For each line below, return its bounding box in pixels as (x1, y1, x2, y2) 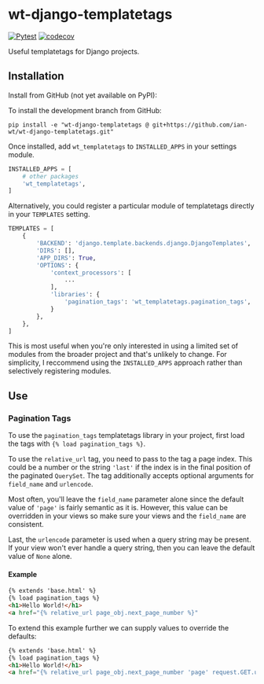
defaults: (8, 631, 37, 641)
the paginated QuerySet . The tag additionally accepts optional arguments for (8, 471, 254, 480)
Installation (8, 69, 64, 83)
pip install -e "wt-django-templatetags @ (8, 120, 149, 129)
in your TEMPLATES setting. (8, 210, 90, 219)
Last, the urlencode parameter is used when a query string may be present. (8, 535, 251, 544)
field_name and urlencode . (8, 480, 93, 489)
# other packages (22, 172, 79, 180)
